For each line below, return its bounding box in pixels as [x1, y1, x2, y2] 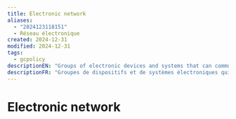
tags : [7, 50, 23, 57]
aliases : [7, 17, 33, 24]
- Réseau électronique [13, 29, 80, 37]
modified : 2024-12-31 [7, 43, 71, 50]
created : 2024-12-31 [7, 36, 68, 43]
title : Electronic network [7, 10, 86, 17]
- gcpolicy [13, 56, 46, 63]
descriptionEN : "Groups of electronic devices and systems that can [7, 62, 212, 69]
